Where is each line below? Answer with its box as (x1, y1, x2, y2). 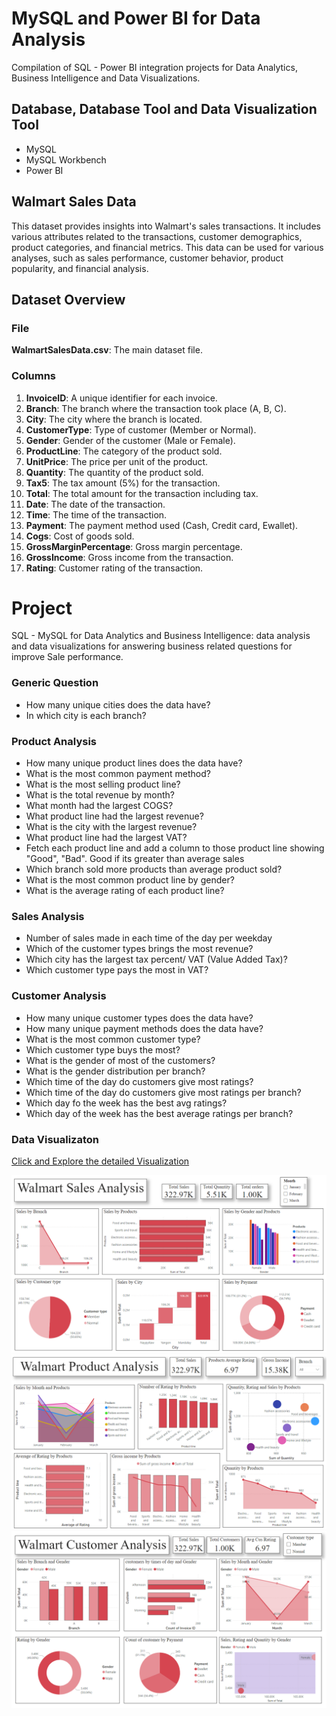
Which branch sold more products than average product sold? (25, 863, 283, 876)
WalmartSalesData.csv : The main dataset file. (11, 344, 203, 356)
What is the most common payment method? (25, 768, 211, 780)
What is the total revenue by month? (25, 789, 175, 801)
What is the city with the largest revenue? (25, 821, 198, 833)
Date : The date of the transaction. (25, 498, 166, 510)
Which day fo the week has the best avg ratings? (25, 1097, 228, 1109)
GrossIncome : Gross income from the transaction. (25, 551, 234, 563)
